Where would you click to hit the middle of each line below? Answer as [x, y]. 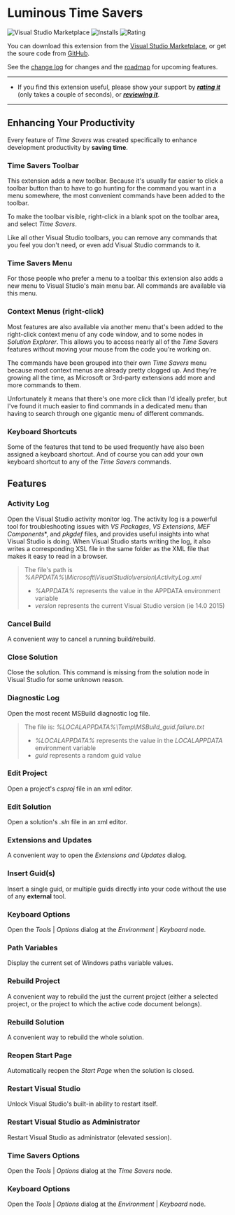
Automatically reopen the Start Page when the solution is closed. [101, 1071]
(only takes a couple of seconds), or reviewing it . [88, 94]
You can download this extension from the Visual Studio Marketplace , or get [117, 46]
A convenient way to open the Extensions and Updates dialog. [97, 855]
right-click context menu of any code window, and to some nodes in [105, 334]
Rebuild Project [34, 981]
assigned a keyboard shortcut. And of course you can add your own [105, 454]
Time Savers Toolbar [43, 165]
